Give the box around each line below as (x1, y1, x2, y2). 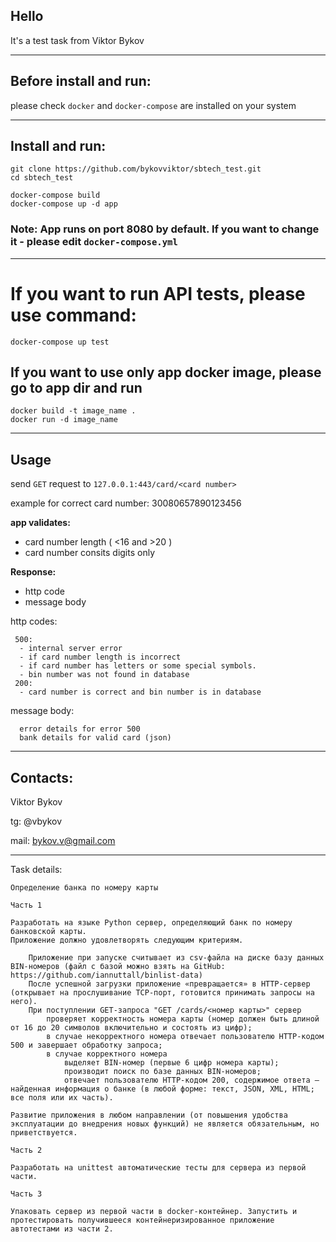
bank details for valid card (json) (19, 733, 172, 743)
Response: (10, 566, 57, 578)
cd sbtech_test (10, 173, 74, 183)
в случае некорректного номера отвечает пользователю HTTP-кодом (46, 1032, 325, 1042)
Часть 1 (10, 900, 43, 911)
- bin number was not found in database (19, 670, 190, 680)
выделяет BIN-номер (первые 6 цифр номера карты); (63, 1058, 280, 1068)
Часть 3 (10, 1189, 43, 1199)
